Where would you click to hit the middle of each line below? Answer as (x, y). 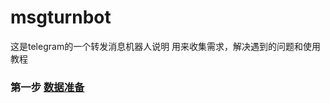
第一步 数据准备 (47, 87)
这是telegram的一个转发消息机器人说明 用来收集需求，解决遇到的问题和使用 (166, 46)
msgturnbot (61, 17)
